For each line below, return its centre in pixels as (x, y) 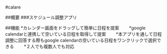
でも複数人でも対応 (54, 46)
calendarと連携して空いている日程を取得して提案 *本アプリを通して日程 (83, 34)
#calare (13, 7)
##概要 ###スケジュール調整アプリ (41, 17)
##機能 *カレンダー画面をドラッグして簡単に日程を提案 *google (75, 28)
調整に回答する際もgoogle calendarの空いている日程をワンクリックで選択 (81, 40)
